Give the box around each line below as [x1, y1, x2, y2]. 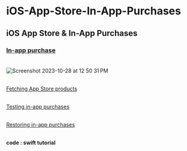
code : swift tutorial [6, 139, 56, 146]
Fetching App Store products [6, 85, 78, 92]
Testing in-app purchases [6, 103, 70, 110]
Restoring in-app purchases [6, 121, 75, 128]
